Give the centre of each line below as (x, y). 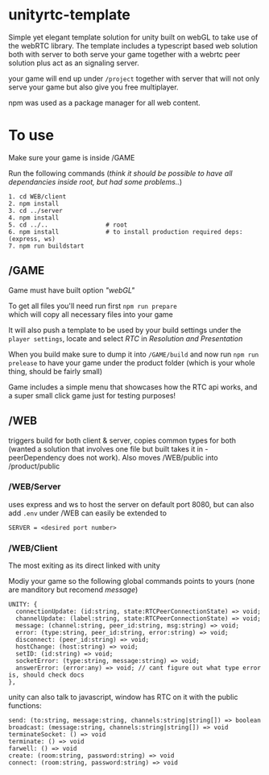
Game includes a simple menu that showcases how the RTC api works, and (133, 387)
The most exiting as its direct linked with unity (85, 565)
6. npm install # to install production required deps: (126, 231)
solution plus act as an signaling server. (74, 63)
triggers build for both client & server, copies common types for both (122, 440)
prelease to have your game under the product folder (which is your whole (132, 362)
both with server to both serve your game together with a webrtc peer (124, 54)
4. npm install (34, 218)
